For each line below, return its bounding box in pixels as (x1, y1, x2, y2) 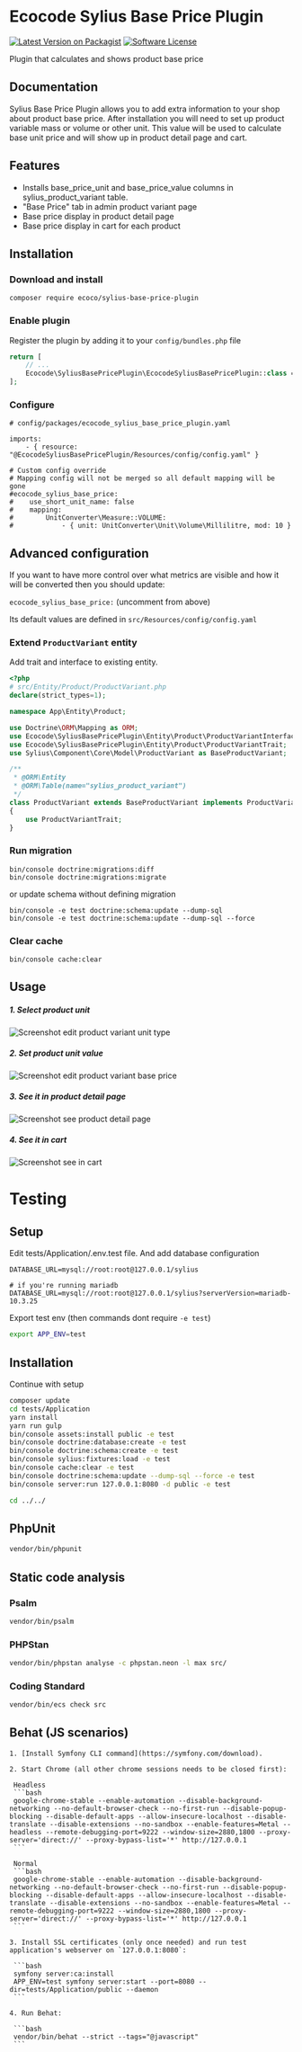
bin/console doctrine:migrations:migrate (9, 872, 167, 882)
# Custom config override (9, 466, 106, 476)
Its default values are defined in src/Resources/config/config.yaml (9, 614, 258, 625)
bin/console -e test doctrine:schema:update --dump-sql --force (9, 914, 255, 923)
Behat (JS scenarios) (9, 1725, 129, 1741)
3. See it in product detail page (9, 1091, 126, 1102)
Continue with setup (9, 1378, 84, 1389)
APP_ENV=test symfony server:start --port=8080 (13, 1976, 195, 1986)
